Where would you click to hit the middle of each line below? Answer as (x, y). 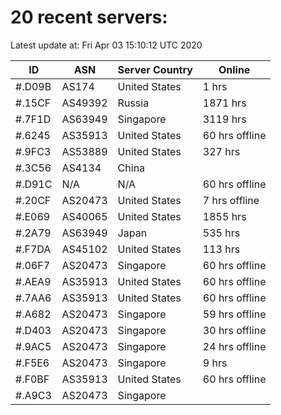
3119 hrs (224, 119)
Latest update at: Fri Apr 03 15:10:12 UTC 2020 (106, 45)
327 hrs (221, 151)
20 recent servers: (89, 17)
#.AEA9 (33, 281)
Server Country (155, 69)
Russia (133, 103)
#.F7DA (33, 249)
